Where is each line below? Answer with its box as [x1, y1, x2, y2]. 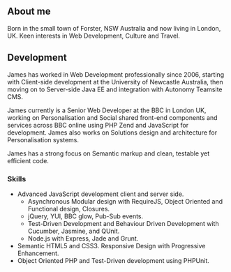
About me [7, 6, 51, 17]
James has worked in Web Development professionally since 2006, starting [7, 70, 225, 79]
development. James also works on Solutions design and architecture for [7, 128, 218, 137]
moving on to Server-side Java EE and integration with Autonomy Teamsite [7, 85, 223, 93]
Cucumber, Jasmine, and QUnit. [27, 227, 120, 235]
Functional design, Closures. [27, 204, 110, 213]
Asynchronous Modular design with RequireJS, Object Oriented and [27, 197, 223, 205]
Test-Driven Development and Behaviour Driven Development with [27, 219, 219, 227]
